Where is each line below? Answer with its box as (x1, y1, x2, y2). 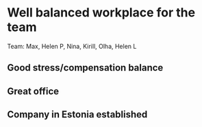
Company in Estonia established (7, 108, 148, 121)
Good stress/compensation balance (7, 62, 164, 73)
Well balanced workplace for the (7, 5, 196, 21)
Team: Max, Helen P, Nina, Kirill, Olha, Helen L (7, 42, 137, 50)
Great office (7, 85, 60, 97)
